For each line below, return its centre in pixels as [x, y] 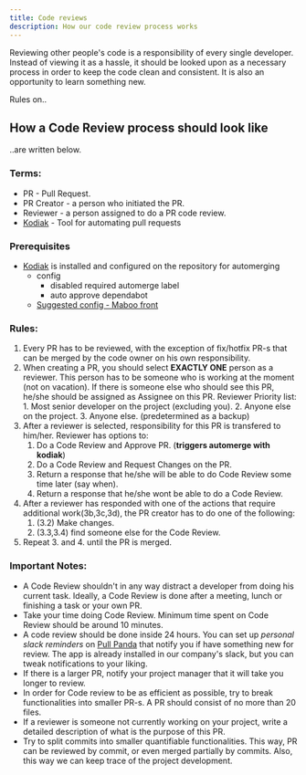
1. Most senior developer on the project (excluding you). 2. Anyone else [157, 406]
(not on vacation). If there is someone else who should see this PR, [148, 387]
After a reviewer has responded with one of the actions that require [149, 504]
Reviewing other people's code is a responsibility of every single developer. [152, 52]
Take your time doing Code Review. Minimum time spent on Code [146, 615]
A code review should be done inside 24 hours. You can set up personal [158, 634]
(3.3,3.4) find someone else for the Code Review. [128, 533]
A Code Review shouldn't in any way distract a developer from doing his [158, 586]
